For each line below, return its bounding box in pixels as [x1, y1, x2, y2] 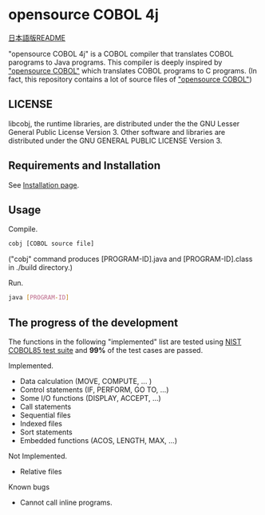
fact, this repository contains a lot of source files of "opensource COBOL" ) [8, 74, 252, 84]
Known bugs [8, 481, 50, 492]
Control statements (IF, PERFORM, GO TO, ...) [19, 385, 169, 394]
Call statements [19, 402, 72, 411]
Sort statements [19, 427, 73, 437]
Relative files [19, 466, 62, 476]
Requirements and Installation [8, 159, 161, 172]
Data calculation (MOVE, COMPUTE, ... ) [19, 376, 152, 386]
